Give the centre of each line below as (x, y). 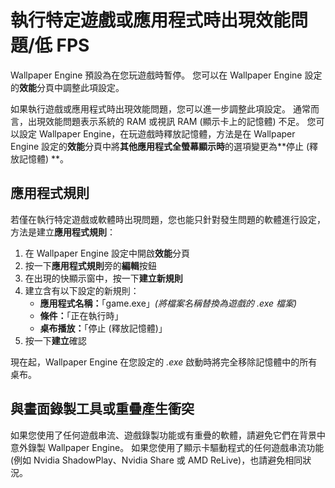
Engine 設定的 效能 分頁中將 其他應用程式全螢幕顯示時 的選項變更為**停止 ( (160, 146)
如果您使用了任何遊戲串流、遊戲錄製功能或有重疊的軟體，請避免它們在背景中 (168, 435)
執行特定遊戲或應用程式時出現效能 (151, 20)
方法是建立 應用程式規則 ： (63, 232)
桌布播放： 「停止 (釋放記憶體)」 (103, 328)
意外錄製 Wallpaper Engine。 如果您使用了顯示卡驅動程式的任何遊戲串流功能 (167, 447)
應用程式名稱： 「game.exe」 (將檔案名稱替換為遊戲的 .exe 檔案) (168, 303)
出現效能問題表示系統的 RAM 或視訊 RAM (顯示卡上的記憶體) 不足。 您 (172, 121)
